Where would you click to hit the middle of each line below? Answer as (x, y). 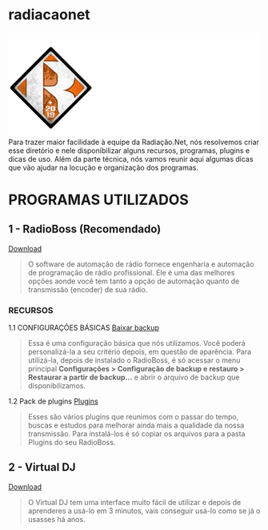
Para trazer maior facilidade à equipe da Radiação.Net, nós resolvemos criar (134, 142)
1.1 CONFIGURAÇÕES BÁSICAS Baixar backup (84, 327)
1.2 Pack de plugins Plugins (53, 401)
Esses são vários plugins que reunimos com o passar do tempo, (133, 416)
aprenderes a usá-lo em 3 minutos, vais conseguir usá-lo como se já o (144, 511)
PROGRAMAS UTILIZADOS (99, 200)
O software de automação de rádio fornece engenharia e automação (141, 264)
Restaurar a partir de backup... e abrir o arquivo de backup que (134, 377)
